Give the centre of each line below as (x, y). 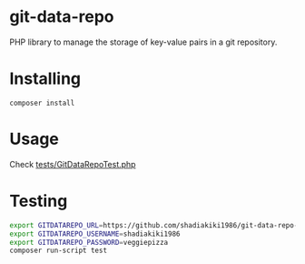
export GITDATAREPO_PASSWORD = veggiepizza (89, 242)
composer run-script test (58, 251)
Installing (45, 79)
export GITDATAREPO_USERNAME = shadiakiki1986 (95, 234)
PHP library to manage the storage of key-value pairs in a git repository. (143, 42)
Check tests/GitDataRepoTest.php (73, 164)
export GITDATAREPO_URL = (56, 225)
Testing (39, 201)
